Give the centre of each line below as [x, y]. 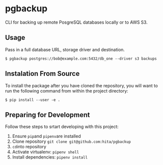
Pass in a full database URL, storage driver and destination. [65, 49]
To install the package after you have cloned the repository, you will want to [81, 85]
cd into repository [29, 147]
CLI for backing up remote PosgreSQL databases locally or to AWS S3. [76, 22]
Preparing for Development [48, 115]
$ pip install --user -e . [33, 100]
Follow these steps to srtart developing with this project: [62, 127]
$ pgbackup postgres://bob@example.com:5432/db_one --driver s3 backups [81, 59]
